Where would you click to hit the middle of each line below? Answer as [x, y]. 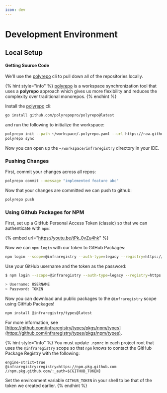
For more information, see [32, 322]
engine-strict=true [25, 362]
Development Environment [61, 34]
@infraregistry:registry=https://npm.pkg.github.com [61, 367]
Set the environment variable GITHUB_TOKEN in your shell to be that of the [79, 380]
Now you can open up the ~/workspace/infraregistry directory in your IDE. [82, 148]
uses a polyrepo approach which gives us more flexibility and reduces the [81, 91]
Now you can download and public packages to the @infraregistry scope [81, 298]
